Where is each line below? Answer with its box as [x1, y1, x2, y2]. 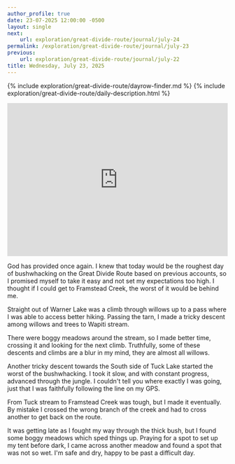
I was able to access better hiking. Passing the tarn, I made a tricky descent [7, 312, 225, 321]
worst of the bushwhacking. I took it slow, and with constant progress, [7, 369, 210, 378]
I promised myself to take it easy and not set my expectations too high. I [7, 276, 215, 285]
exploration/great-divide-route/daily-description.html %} [7, 89, 171, 97]
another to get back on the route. [7, 412, 103, 421]
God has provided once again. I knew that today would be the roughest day [7, 262, 224, 270]
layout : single [7, 23, 52, 30]
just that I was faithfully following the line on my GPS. [7, 384, 161, 393]
